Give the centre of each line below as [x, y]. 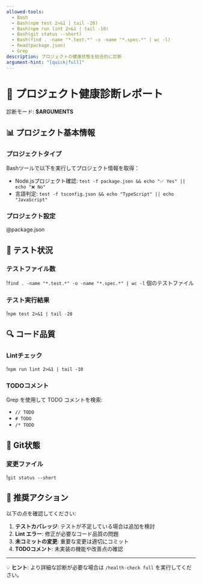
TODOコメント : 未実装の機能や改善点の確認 [69, 548]
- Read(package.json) [39, 46]
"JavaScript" [31, 200]
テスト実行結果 [28, 300]
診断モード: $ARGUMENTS [40, 111]
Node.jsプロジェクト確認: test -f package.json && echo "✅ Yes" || [100, 181]
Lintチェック [24, 355]
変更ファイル [25, 463]
